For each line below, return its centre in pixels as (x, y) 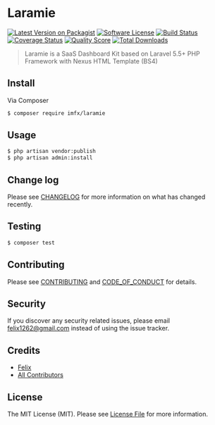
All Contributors (40, 375)
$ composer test (31, 242)
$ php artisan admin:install (50, 158)
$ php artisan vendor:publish (52, 152)
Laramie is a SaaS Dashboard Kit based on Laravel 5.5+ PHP (112, 54)
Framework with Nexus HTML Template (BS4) (91, 61)
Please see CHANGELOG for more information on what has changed (106, 197)
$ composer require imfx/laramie (56, 113)
